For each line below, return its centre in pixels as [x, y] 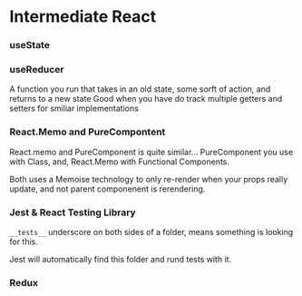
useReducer [37, 70]
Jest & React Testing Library [73, 212]
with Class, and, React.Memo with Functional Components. [119, 162]
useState [29, 45]
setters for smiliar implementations [74, 109]
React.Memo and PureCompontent [88, 132]
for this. [24, 242]
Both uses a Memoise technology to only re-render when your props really [149, 179]
